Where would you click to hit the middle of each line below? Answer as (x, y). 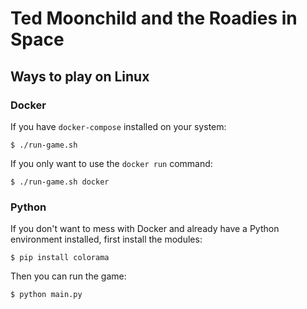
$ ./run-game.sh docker (60, 182)
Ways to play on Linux (80, 76)
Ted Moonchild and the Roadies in (154, 18)
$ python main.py (46, 295)
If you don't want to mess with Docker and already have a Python (145, 229)
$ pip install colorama (60, 258)
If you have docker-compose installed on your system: (118, 126)
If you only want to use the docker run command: (111, 163)
